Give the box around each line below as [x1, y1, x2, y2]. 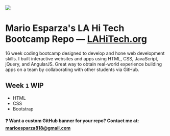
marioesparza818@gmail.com [5, 125, 71, 131]
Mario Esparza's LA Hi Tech [5, 22, 125, 34]
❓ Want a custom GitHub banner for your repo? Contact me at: [5, 118, 139, 124]
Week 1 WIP [5, 81, 44, 90]
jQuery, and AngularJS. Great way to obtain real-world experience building [5, 61, 162, 67]
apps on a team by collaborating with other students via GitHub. [5, 66, 139, 73]
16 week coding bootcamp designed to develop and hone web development [5, 50, 165, 56]
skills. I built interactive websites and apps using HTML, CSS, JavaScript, [5, 55, 159, 61]
